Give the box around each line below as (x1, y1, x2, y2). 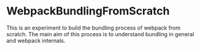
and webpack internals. (6, 37, 66, 44)
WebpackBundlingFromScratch (6, 4, 170, 18)
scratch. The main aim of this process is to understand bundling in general (6, 30, 194, 37)
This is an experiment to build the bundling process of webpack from (6, 24, 181, 31)
